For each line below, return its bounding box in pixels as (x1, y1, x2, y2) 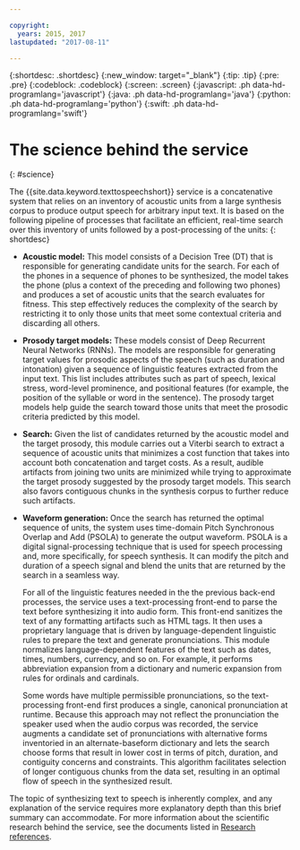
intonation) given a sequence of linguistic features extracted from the (21, 364, 279, 374)
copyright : (9, 21, 50, 30)
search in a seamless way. (21, 570, 120, 580)
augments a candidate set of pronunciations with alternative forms (21, 728, 268, 739)
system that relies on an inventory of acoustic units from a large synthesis (9, 196, 282, 207)
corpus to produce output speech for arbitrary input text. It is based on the (9, 205, 285, 216)
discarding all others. (21, 318, 100, 329)
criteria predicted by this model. (21, 411, 141, 422)
